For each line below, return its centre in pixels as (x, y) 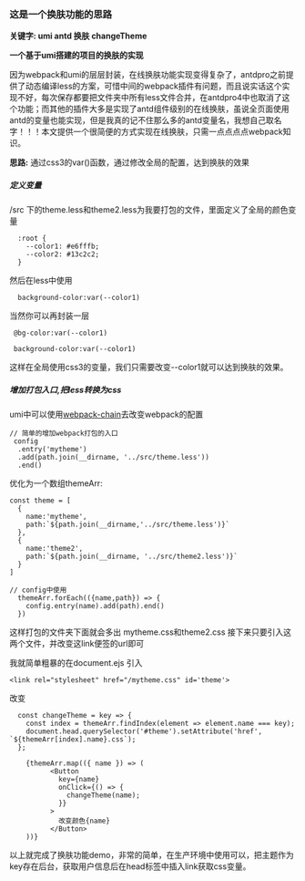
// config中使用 (38, 590)
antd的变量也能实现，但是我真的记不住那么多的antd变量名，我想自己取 (142, 120)
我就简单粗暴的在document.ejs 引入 (76, 663)
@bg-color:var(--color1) (60, 333)
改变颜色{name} (84, 821)
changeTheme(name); (104, 795)
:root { (32, 239)
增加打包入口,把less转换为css (66, 389)
